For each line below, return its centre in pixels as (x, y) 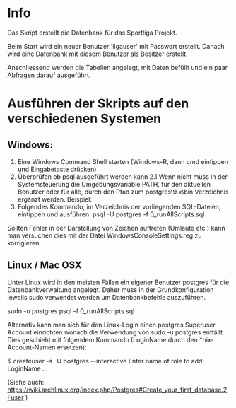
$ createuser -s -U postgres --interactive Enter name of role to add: (106, 361)
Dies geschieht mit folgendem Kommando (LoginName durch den (102, 339)
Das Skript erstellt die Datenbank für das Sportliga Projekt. (92, 33)
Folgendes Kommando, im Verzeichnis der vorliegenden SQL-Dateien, (119, 206)
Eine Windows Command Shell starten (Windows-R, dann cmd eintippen (123, 161)
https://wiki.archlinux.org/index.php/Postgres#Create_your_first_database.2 (117, 390)
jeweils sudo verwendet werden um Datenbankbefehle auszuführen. (107, 297)
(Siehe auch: (26, 382)
